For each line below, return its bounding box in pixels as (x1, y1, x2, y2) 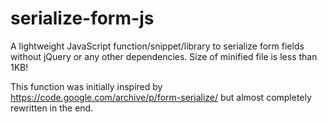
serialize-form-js (10, 7, 155, 30)
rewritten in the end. (10, 102, 94, 114)
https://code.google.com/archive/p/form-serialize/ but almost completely (10, 91, 312, 103)
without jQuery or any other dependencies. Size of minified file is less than (10, 50, 318, 62)
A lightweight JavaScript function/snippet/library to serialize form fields (10, 40, 305, 52)
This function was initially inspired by (10, 80, 163, 92)
